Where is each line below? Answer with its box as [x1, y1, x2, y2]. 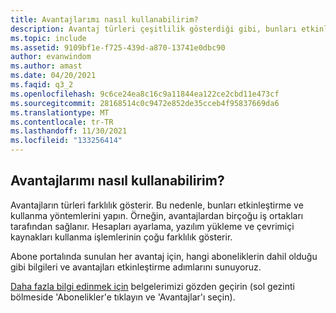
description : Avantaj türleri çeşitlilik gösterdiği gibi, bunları [10, 24, 298, 34]
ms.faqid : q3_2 [10, 80, 74, 90]
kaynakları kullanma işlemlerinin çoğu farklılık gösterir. [10, 231, 233, 243]
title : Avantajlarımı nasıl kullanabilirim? [10, 14, 199, 25]
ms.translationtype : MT [10, 107, 110, 118]
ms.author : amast [10, 61, 83, 71]
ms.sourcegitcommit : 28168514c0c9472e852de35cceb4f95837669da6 [10, 98, 280, 108]
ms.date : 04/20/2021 [10, 71, 97, 81]
